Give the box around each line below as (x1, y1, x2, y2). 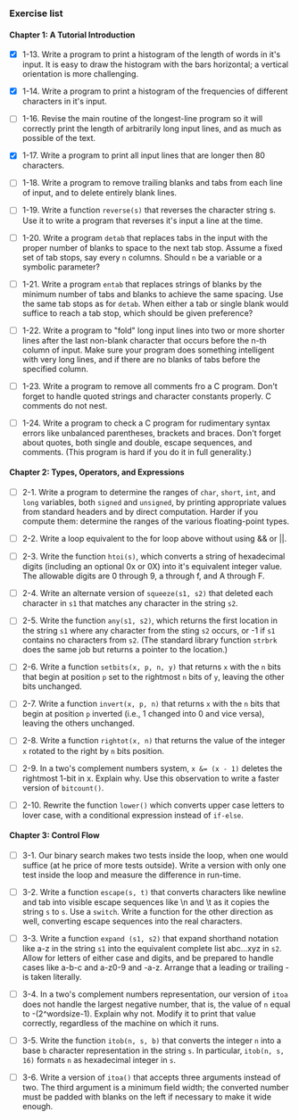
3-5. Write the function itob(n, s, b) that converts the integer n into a (21, 1035, 282, 1046)
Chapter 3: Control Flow (9, 830, 100, 841)
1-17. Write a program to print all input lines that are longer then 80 (21, 150, 266, 161)
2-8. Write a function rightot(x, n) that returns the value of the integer (21, 735, 286, 746)
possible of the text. (21, 133, 96, 144)
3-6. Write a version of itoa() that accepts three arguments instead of (21, 1072, 281, 1083)
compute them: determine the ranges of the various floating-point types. (21, 516, 290, 527)
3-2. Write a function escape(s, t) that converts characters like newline (21, 886, 287, 897)
